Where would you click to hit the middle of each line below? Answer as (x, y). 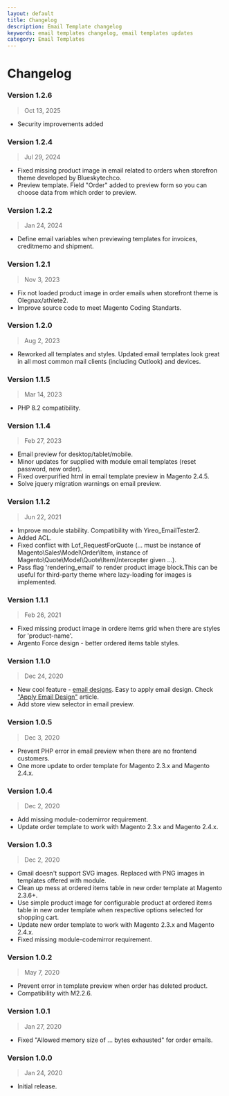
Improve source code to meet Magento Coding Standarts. (99, 307)
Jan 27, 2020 (43, 1026)
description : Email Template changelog (65, 26)
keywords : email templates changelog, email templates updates (100, 33)
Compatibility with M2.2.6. (54, 993)
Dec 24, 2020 (44, 676)
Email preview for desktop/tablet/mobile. (75, 454)
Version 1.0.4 (30, 791)
